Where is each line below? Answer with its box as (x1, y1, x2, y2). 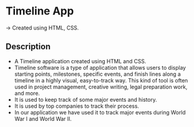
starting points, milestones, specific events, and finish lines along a (14, 70, 181, 78)
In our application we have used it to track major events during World (14, 108, 186, 116)
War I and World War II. (14, 115, 72, 122)
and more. (14, 89, 40, 97)
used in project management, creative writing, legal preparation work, (14, 83, 188, 90)
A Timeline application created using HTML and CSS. (14, 57, 146, 64)
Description (5, 42, 51, 52)
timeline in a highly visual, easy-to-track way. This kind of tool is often (14, 76, 188, 84)
